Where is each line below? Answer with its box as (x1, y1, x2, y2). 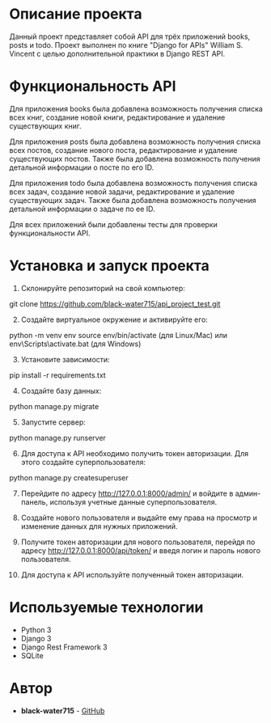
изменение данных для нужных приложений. (20, 521, 178, 531)
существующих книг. (9, 120, 82, 130)
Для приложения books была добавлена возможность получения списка (9, 104, 264, 113)
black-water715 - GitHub (20, 705, 105, 716)
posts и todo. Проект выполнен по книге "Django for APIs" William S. (9, 40, 243, 49)
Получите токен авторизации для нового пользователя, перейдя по (20, 537, 256, 547)
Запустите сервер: (20, 417, 86, 427)
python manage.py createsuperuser (9, 472, 129, 482)
